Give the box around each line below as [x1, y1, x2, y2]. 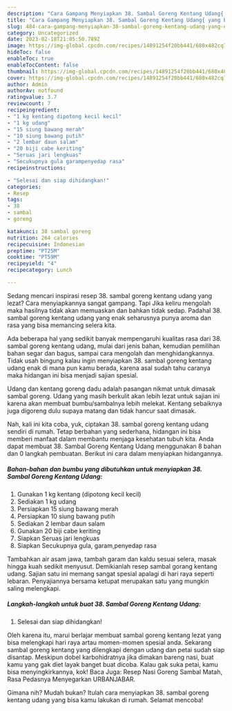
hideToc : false [7, 49, 51, 56]
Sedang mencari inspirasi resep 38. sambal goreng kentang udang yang [7, 291, 213, 299]
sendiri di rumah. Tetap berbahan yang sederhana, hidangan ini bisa [7, 427, 202, 436]
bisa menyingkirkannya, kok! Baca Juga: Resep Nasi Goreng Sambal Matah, [7, 667, 223, 676]
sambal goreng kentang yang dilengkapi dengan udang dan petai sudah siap [7, 645, 225, 654]
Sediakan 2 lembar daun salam [17, 519, 106, 528]
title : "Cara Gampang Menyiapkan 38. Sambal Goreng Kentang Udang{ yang [7, 17, 221, 24]
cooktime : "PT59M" [7, 254, 60, 261]
